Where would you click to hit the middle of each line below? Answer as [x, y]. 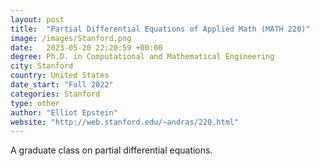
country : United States [60, 76]
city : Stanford [42, 66]
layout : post [37, 19]
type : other [35, 103]
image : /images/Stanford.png [71, 38]
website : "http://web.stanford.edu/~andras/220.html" [125, 122]
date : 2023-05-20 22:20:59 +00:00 [86, 47]
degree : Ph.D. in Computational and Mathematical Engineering [142, 57]
